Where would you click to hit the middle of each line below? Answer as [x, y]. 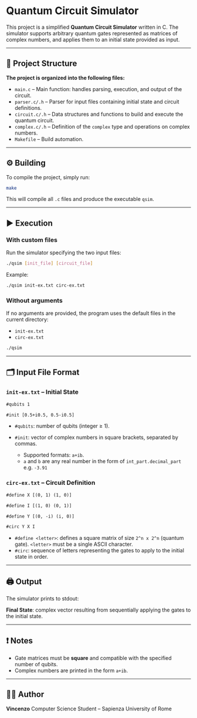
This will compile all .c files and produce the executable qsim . [80, 199]
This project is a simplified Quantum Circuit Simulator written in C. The [92, 27]
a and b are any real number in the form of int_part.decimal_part [102, 461]
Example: [17, 275]
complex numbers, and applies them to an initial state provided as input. [93, 39]
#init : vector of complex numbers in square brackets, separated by [96, 437]
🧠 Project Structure [42, 64]
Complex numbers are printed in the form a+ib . [71, 670]
